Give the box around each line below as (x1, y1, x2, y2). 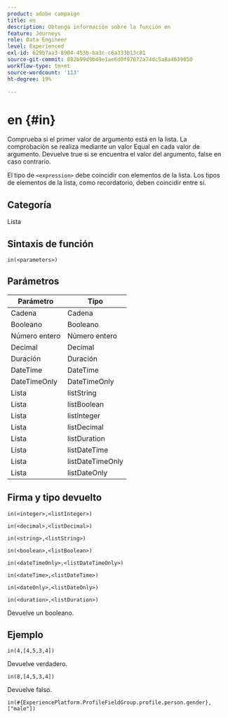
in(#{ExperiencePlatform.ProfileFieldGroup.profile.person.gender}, (7, 699, 212, 706)
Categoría (7, 199, 52, 211)
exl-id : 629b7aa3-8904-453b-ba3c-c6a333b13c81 (7, 50, 146, 57)
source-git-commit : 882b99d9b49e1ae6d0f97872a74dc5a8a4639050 (7, 56, 193, 63)
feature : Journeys (7, 29, 61, 37)
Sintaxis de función (7, 238, 94, 250)
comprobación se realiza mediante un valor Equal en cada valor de (7, 142, 201, 151)
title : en (7, 17, 36, 24)
